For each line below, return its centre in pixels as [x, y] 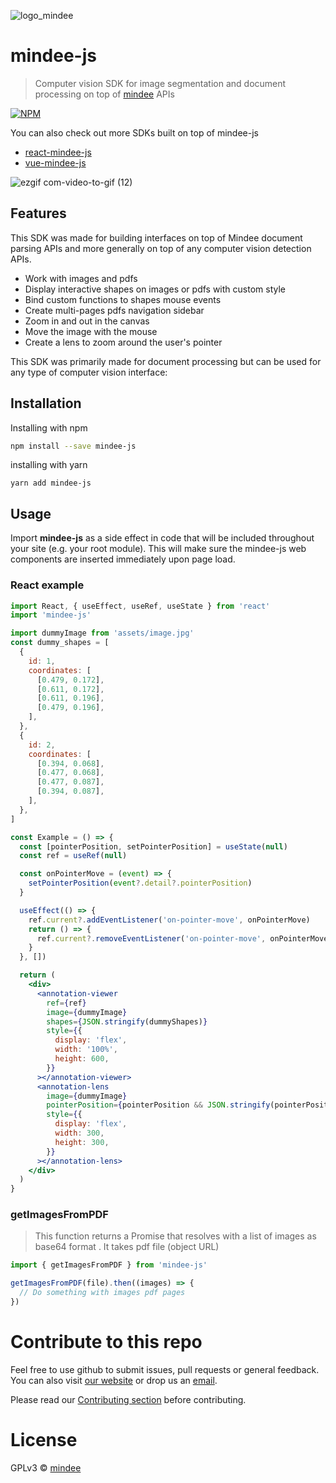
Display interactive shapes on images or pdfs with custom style [155, 289]
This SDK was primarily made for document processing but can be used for [166, 361]
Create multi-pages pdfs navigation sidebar [114, 310]
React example [47, 585]
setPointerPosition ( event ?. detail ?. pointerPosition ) [140, 883]
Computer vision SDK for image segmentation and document [160, 83]
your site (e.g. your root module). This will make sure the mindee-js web [158, 549]
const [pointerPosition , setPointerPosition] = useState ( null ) [153, 846]
